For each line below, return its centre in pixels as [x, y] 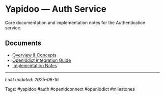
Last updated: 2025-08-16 [32, 79]
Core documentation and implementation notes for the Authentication [75, 23]
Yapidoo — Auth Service [56, 9]
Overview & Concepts [34, 55]
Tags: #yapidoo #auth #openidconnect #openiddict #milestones [70, 89]
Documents [23, 43]
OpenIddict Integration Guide [41, 60]
